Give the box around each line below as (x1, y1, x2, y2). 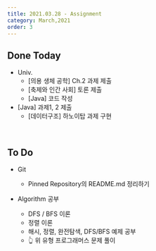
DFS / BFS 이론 (27, 209, 71, 218)
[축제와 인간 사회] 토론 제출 (27, 85, 103, 94)
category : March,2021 (7, 17, 71, 24)
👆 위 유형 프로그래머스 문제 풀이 (27, 236, 116, 244)
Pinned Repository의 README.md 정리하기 (27, 180, 150, 188)
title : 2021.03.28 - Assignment (7, 10, 102, 18)
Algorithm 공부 (17, 195, 60, 203)
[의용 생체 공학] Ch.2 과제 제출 (27, 77, 112, 85)
